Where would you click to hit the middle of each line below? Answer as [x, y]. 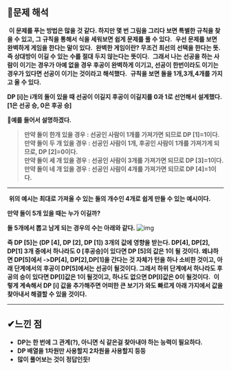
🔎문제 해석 [28, 13]
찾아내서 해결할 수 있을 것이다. [47, 294]
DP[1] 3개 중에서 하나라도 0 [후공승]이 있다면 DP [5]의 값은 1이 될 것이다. [104, 251]
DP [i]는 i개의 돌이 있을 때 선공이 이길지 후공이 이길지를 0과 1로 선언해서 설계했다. [114, 96]
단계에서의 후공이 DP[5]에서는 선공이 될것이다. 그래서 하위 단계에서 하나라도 [115, 268]
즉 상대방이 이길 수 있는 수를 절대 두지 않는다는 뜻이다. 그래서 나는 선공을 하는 [110, 56]
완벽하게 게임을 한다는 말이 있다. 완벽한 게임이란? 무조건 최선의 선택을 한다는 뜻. [114, 47]
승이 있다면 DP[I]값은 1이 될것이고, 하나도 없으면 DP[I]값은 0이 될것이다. [115, 276]
